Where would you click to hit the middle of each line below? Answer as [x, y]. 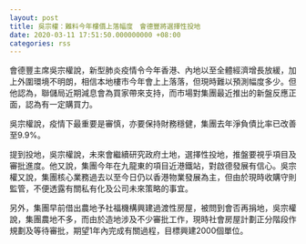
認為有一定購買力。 [61, 105]
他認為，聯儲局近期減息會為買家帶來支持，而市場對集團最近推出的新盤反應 [149, 93]
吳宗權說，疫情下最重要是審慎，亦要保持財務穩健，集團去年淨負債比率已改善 [153, 124]
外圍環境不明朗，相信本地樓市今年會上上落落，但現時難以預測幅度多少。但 [157, 82]
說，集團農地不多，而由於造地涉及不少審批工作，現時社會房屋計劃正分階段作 [153, 219]
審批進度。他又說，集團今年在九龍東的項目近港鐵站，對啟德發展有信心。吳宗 [153, 166]
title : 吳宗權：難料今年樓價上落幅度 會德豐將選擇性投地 [105, 26]
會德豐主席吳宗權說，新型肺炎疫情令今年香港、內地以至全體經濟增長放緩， [149, 70]
